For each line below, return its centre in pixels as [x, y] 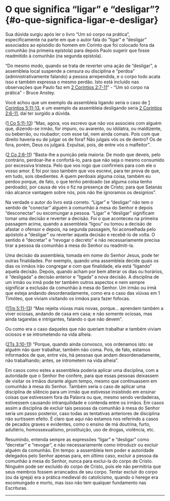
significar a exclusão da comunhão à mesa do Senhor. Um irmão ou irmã [81, 288]
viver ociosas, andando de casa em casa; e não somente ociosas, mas [79, 314]
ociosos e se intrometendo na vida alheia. [49, 334]
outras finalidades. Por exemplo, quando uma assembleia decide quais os [82, 261]
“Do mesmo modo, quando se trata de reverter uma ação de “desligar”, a [81, 66]
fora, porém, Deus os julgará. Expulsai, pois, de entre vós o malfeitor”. [78, 145]
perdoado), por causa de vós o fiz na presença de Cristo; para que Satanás [84, 187]
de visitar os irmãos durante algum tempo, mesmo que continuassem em [81, 381]
